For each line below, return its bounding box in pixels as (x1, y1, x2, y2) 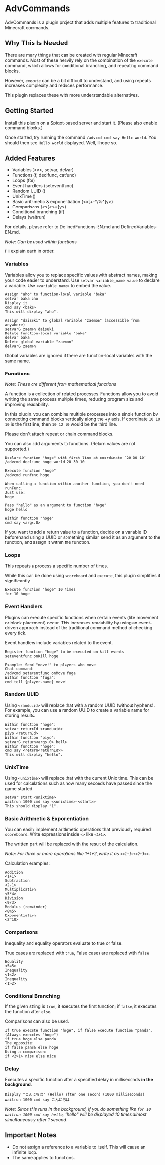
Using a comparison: (5, 1049, 48, 1055)
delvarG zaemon (5, 344, 36, 349)
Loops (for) (12, 177, 35, 183)
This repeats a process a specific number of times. (5, 563, 108, 569)
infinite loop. (12, 1149, 38, 1155)
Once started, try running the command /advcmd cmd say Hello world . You (5, 134, 157, 140)
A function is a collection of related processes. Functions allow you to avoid (5, 391, 159, 397)
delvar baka (5, 335, 30, 340)
